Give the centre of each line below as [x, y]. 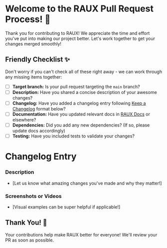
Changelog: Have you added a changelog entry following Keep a [79, 103]
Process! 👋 [28, 19]
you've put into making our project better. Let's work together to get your [80, 38]
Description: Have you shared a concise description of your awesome [84, 92]
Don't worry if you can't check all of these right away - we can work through [84, 71]
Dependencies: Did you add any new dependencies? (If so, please [81, 125]
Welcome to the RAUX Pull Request [79, 9]
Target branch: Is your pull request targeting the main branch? [76, 86]
